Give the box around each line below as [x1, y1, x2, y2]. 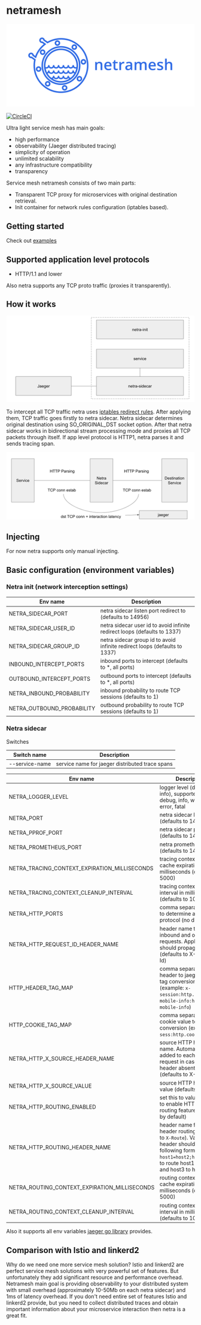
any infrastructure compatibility [14, 161, 93, 168]
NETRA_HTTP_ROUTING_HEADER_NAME [8, 1143, 111, 1151]
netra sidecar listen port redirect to [100, 606, 186, 614]
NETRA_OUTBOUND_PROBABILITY [8, 705, 96, 712]
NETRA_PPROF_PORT [8, 829, 63, 836]
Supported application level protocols [6, 254, 150, 264]
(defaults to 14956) [100, 613, 150, 620]
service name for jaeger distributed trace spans [56, 760, 173, 767]
